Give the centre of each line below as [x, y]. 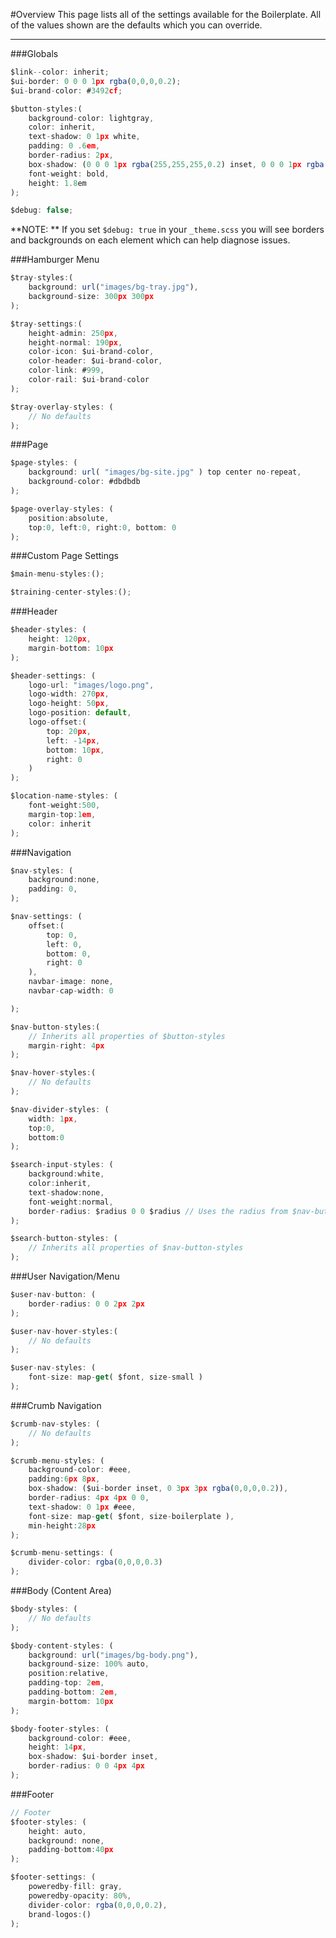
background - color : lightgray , [91, 118]
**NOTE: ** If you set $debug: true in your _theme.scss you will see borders [167, 230]
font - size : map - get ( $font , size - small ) [115, 1377]
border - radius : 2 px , [71, 155]
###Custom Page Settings [64, 556]
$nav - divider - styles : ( [60, 1109]
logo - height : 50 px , [69, 704]
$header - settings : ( [53, 675]
